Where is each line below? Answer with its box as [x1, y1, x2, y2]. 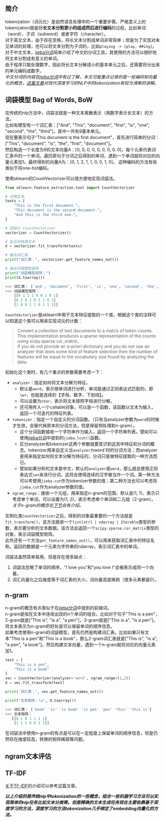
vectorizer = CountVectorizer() [5, 230, 71, 235]
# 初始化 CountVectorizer [5, 225, 56, 231]
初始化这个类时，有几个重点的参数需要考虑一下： [5, 369, 104, 375]
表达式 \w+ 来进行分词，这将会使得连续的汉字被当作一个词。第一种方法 [19, 472, 160, 477]
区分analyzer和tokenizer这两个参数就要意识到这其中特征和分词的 [19, 441, 151, 447]
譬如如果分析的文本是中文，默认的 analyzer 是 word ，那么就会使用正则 [19, 466, 158, 471]
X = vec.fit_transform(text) [5, 681, 65, 685]
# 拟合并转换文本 [5, 239, 35, 244]
